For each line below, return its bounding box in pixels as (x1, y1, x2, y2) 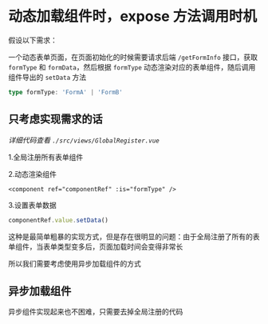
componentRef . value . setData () (8, 216, 109, 224)
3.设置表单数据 (8, 200, 57, 210)
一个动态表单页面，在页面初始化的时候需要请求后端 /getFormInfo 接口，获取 (8, 52, 258, 62)
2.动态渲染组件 (8, 169, 57, 178)
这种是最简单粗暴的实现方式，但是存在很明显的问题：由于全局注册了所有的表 (8, 231, 260, 241)
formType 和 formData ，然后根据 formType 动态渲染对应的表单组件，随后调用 (8, 62, 256, 72)
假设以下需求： (8, 35, 57, 45)
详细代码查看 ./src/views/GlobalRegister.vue (8, 135, 160, 145)
